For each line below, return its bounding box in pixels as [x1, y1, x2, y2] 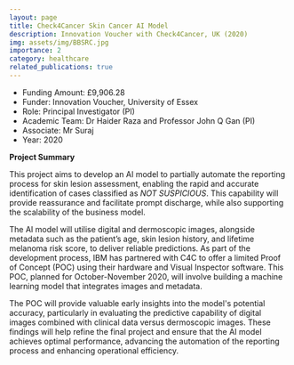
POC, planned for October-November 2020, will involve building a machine [9, 271, 283, 281]
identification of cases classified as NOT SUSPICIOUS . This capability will [9, 188, 279, 199]
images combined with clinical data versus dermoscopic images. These [9, 317, 271, 328]
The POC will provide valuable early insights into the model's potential [9, 297, 266, 308]
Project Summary [9, 151, 75, 162]
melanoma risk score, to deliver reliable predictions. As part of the [9, 242, 251, 254]
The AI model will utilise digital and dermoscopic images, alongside [9, 223, 256, 234]
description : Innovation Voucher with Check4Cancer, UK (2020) [9, 29, 249, 38]
